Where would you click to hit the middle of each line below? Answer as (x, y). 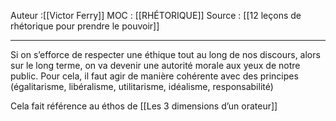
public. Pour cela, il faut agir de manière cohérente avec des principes (154, 76)
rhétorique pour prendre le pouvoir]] (85, 26)
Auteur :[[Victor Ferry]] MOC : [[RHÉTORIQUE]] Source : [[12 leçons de (156, 15)
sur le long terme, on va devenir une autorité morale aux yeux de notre (155, 65)
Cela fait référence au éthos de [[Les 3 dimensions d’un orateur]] (144, 106)
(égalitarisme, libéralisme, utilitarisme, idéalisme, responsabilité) (142, 86)
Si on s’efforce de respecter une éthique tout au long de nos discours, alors (165, 54)
